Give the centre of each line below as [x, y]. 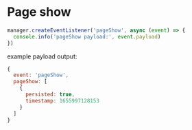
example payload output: [42, 56]
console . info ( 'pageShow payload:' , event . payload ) [87, 36]
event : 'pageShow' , [41, 75]
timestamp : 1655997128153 [62, 100]
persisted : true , [50, 95]
